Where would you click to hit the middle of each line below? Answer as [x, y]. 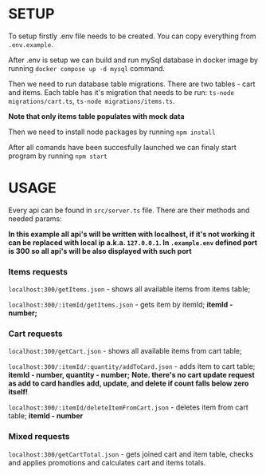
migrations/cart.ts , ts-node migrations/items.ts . [92, 101]
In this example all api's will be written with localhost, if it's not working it [132, 234]
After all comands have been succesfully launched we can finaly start [122, 147]
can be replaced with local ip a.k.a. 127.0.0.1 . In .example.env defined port [133, 242]
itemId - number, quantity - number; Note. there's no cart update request [131, 375]
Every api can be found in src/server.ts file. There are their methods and [129, 210]
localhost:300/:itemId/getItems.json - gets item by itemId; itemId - [121, 305]
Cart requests [35, 334]
